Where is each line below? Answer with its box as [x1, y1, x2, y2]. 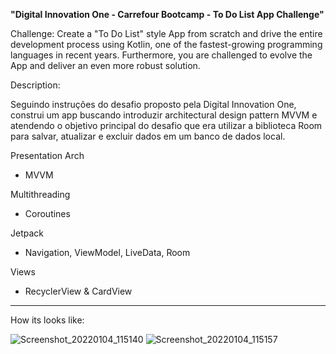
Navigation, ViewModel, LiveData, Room [24, 247, 191, 258]
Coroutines [24, 208, 71, 219]
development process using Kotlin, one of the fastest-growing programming [10, 39, 323, 50]
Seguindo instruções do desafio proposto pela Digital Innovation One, [10, 99, 297, 110]
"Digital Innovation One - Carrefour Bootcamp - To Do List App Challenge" [10, 9, 325, 20]
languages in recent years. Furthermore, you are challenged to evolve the [10, 49, 313, 61]
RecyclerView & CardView [24, 285, 133, 297]
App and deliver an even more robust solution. [10, 60, 201, 71]
